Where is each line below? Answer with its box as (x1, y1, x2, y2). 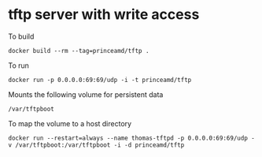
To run (8, 61, 30, 70)
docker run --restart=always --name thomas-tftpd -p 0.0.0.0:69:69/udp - (8, 134, 256, 142)
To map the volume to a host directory (8, 118, 132, 128)
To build (8, 32, 35, 41)
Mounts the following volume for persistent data (8, 89, 164, 99)
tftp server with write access (8, 6, 200, 24)
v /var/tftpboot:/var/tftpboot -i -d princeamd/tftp (8, 140, 185, 149)
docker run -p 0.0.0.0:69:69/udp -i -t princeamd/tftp (8, 76, 192, 84)
